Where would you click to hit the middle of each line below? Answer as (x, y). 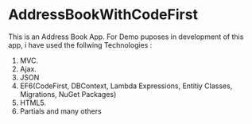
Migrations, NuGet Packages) (68, 94)
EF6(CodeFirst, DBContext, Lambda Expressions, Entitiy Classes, (126, 86)
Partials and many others (60, 111)
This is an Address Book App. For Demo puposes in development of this (126, 37)
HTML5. (33, 103)
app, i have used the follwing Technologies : (80, 45)
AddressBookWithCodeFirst (103, 15)
